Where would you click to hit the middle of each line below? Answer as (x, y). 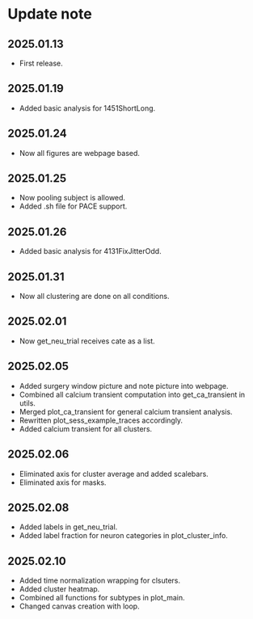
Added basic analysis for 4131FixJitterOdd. (91, 251)
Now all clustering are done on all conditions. (94, 297)
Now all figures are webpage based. (80, 153)
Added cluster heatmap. (59, 589)
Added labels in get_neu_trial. (68, 527)
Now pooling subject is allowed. (72, 198)
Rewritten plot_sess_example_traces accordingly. (101, 420)
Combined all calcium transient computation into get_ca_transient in (132, 394)
